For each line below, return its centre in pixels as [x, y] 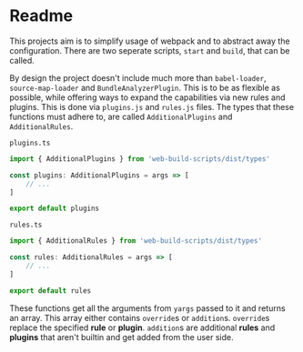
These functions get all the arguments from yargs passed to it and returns [147, 308]
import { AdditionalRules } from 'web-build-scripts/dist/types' [136, 241]
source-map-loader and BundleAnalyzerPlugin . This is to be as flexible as [145, 87]
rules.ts [26, 225]
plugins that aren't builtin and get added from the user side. [121, 337]
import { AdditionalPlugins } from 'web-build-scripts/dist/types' [140, 159]
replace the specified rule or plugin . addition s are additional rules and [142, 327]
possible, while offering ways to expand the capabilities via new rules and [147, 97]
